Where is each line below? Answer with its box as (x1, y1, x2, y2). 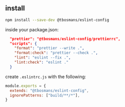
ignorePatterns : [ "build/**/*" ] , (10, 93, 80, 98)
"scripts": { (10, 41, 37, 46)
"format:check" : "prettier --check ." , (14, 50, 98, 56)
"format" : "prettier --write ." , (14, 45, 85, 51)
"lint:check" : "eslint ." (14, 60, 69, 65)
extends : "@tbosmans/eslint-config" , (10, 88, 89, 93)
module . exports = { (5, 83, 46, 88)
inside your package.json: (5, 26, 59, 32)
